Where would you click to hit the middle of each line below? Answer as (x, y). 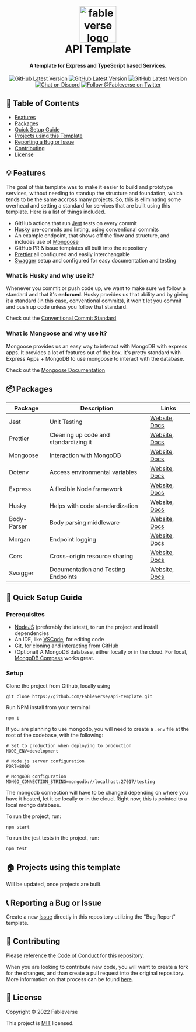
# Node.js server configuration (45, 761)
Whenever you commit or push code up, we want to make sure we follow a (96, 288)
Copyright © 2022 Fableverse (42, 1012)
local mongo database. (34, 805)
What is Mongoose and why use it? (57, 333)
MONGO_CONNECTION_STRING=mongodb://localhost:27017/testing (81, 782)
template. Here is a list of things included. (56, 212)
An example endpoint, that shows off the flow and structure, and (92, 236)
